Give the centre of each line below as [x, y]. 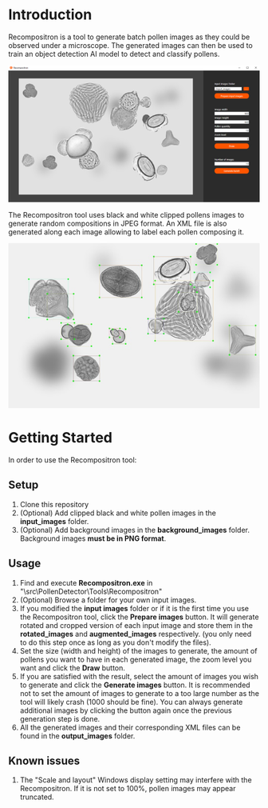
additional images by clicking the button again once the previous [126, 710]
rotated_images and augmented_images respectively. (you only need [136, 634]
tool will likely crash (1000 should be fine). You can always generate [131, 702]
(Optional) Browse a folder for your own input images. [108, 600]
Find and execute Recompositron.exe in [86, 582]
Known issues [44, 760]
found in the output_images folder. [77, 736]
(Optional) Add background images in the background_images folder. [134, 530]
